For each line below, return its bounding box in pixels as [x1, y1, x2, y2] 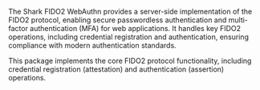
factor [8, 24, 28, 33]
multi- [228, 15, 249, 25]
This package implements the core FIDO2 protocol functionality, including [8, 56, 252, 65]
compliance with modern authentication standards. [8, 41, 177, 50]
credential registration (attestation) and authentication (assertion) [8, 65, 225, 74]
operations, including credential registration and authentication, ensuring [8, 32, 249, 41]
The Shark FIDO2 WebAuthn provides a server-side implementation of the [8, 7, 253, 16]
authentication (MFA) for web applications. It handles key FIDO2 [29, 24, 242, 33]
